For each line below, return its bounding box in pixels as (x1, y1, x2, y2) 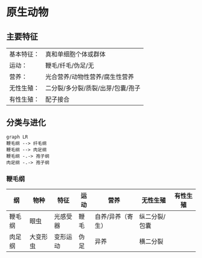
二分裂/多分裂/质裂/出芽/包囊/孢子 (45, 84, 141, 92)
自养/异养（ (94, 212, 127, 221)
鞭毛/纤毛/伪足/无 (45, 61, 94, 69)
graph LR (6, 134, 28, 140)
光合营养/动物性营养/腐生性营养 (45, 73, 134, 81)
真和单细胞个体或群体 (45, 50, 106, 58)
